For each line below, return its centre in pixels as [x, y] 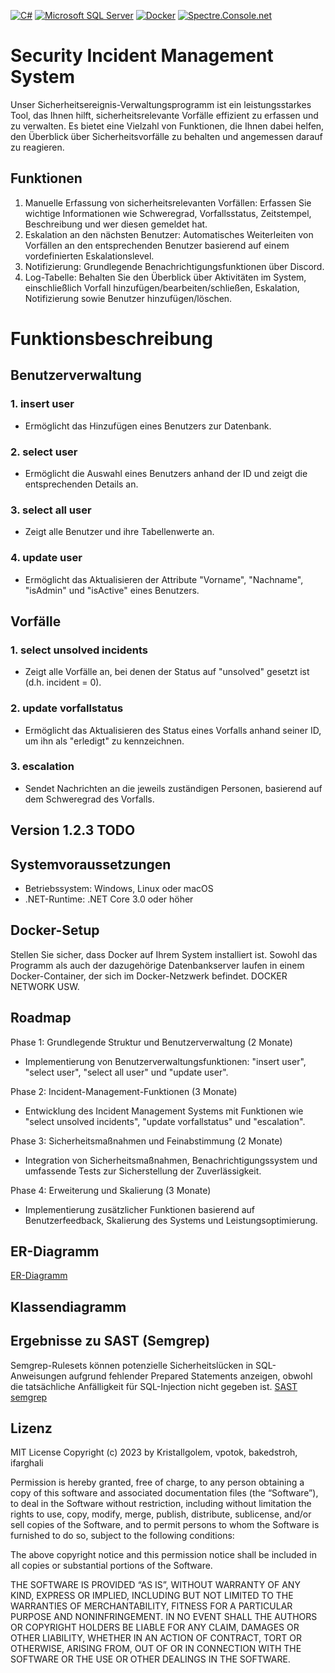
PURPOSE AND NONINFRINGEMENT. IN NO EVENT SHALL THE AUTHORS [164, 1617]
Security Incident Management [142, 56]
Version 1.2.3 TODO [73, 830]
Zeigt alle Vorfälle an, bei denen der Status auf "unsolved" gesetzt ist [167, 672]
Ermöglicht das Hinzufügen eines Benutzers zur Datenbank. [148, 426]
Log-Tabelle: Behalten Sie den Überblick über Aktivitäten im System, [165, 277]
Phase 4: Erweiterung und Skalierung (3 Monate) [111, 1190]
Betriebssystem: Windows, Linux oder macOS [119, 888]
